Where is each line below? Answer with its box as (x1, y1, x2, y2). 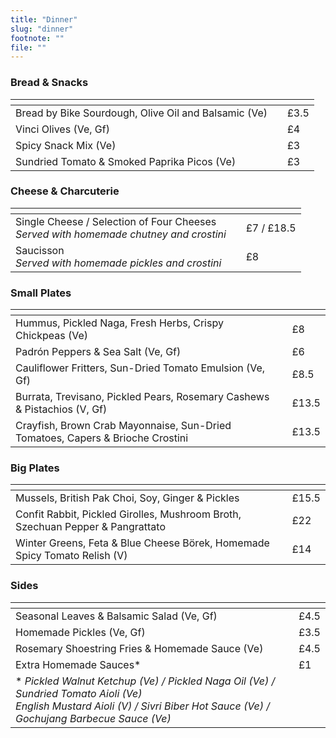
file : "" (10, 42, 47, 53)
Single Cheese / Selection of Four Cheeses (15, 214, 217, 228)
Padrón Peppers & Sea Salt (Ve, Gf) (15, 345, 182, 359)
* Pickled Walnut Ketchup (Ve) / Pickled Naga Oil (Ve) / (15, 674, 276, 688)
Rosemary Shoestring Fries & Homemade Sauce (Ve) (15, 641, 264, 655)
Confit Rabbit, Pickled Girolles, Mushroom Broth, (15, 507, 242, 521)
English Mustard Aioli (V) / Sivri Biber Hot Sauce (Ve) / (15, 699, 270, 713)
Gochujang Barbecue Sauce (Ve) (15, 711, 172, 725)
